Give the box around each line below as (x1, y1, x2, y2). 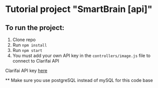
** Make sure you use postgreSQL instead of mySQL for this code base (5, 77, 153, 83)
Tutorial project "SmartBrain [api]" (5, 3, 152, 15)
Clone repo (12, 36, 36, 42)
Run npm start (12, 47, 43, 53)
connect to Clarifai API (12, 58, 59, 63)
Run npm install (12, 42, 47, 48)
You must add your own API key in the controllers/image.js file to (12, 52, 151, 58)
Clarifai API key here (5, 67, 48, 73)
